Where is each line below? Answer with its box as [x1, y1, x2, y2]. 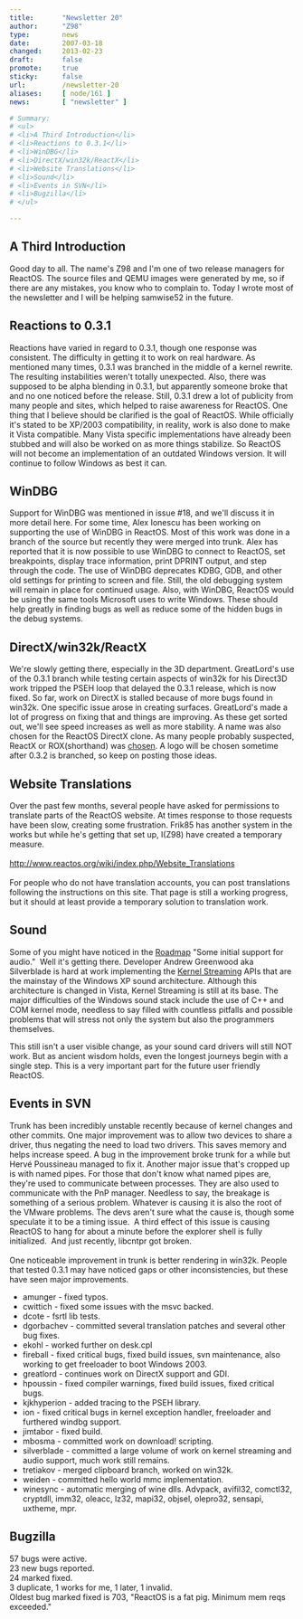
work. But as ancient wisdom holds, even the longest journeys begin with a [9, 1050, 289, 1061]
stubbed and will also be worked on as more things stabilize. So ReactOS [9, 438, 281, 449]
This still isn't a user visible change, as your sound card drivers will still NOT [9, 1041, 293, 1052]
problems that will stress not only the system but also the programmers [9, 1014, 275, 1025]
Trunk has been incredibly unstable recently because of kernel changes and [9, 1120, 293, 1131]
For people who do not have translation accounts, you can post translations [9, 877, 291, 888]
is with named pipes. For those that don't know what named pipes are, [9, 1168, 271, 1179]
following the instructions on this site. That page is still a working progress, [9, 887, 289, 898]
